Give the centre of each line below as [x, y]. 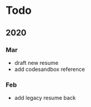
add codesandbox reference [49, 69]
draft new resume [36, 63]
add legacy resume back [45, 98]
